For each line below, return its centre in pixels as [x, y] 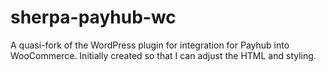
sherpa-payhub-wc [93, 17]
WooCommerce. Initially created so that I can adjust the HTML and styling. [163, 55]
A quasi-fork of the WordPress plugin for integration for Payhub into [150, 45]
